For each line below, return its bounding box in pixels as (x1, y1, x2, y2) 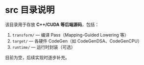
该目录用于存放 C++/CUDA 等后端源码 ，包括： (5, 22, 99, 27)
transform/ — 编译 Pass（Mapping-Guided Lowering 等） (12, 32, 129, 38)
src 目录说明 (5, 4, 55, 16)
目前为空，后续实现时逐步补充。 (5, 54, 70, 60)
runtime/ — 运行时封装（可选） (12, 44, 75, 50)
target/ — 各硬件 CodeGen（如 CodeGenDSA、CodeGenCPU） (12, 38, 142, 44)
